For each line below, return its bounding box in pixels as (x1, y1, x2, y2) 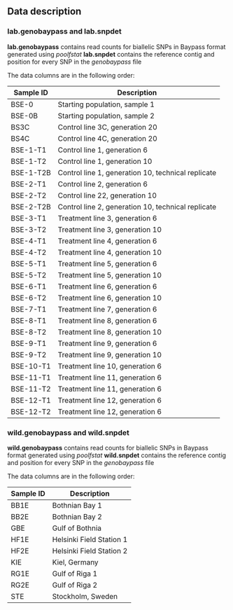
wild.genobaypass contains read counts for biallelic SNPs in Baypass (7, 443, 209, 452)
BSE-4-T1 (10, 236, 47, 246)
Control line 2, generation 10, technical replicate (57, 202, 217, 212)
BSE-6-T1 (10, 282, 47, 291)
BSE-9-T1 (10, 338, 47, 348)
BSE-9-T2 (10, 349, 47, 359)
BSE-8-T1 (10, 315, 47, 325)
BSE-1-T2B (10, 167, 51, 177)
